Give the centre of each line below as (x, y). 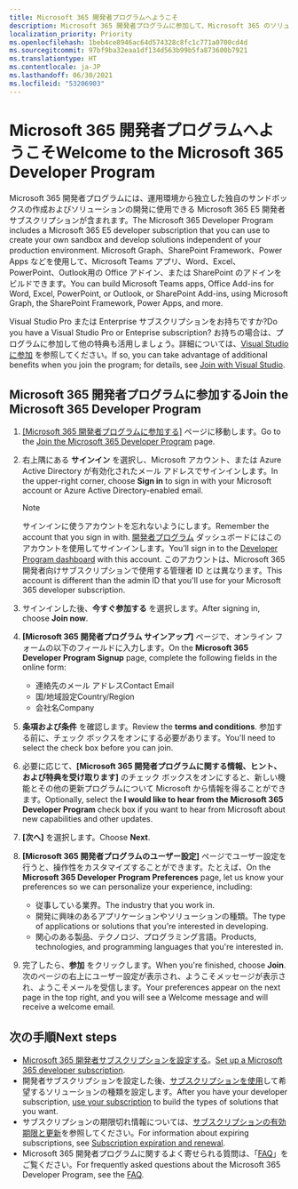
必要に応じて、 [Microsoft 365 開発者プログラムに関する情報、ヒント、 (152, 767)
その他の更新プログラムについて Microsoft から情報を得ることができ (162, 789)
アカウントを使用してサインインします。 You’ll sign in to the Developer (150, 549)
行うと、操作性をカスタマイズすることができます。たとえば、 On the (146, 867)
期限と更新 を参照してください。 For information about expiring (136, 1133)
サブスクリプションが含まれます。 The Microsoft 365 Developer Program (141, 220)
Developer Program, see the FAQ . (83, 1175)
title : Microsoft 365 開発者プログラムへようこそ (94, 17)
